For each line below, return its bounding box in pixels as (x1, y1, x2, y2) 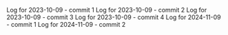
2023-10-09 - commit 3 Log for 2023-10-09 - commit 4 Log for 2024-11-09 (6, 13, 221, 21)
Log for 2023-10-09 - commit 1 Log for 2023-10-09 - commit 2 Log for (6, 6, 207, 14)
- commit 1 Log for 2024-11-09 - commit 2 (6, 21, 126, 28)
